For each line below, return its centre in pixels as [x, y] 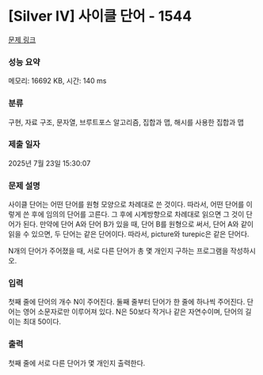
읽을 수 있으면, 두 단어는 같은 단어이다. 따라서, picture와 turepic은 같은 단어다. [129, 234]
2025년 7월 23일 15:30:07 [50, 163]
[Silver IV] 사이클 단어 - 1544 [100, 16]
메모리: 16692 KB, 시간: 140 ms [57, 81]
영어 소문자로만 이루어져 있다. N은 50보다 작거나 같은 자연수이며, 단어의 [133, 312]
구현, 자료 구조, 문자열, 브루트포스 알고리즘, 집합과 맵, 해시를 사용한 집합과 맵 [126, 122]
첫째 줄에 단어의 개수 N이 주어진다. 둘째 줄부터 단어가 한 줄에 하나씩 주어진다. [127, 302]
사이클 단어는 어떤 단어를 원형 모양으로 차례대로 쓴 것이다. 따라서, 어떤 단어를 [126, 205]
